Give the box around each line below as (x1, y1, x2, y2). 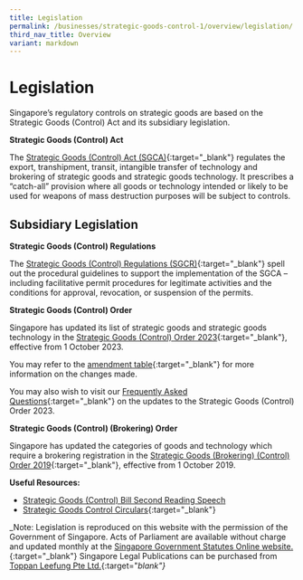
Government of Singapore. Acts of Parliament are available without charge (9, 531, 287, 542)
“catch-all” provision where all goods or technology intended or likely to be (9, 181, 289, 192)
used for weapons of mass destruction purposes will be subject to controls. (9, 191, 291, 202)
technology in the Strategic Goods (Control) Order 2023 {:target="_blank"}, (9, 332, 288, 342)
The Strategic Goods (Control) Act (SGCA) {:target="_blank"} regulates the (9, 152, 286, 163)
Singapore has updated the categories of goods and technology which (9, 441, 273, 451)
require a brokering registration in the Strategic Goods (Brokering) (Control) (9, 450, 290, 461)
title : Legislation (9, 13, 83, 23)
